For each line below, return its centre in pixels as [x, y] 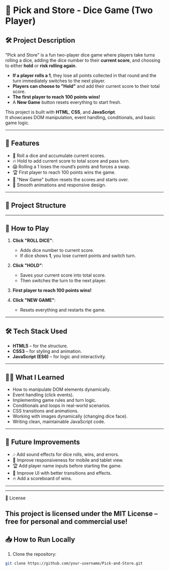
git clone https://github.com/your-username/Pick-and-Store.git [74, 563]
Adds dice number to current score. [57, 250]
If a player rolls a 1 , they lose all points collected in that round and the [84, 75]
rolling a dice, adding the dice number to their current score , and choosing [83, 60]
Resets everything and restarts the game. [63, 310]
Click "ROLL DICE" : [33, 241]
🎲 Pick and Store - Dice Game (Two [79, 10]
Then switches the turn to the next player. [63, 281]
